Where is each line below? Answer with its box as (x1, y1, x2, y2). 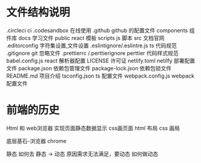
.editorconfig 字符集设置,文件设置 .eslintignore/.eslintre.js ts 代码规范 (6, 42, 177, 49)
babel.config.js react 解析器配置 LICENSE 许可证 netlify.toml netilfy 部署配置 (6, 57, 196, 64)
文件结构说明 (6, 5, 71, 19)
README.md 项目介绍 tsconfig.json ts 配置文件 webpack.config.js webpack (6, 72, 195, 79)
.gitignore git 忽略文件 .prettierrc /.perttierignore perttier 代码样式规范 (6, 49, 179, 56)
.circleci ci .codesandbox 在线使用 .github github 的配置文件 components (6, 27, 188, 34)
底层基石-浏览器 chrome (6, 137, 67, 144)
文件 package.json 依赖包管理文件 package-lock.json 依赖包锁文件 (6, 64, 172, 72)
